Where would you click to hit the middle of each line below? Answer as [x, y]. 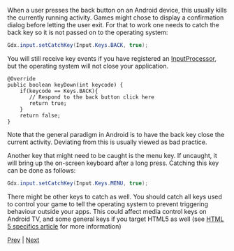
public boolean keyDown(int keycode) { [65, 85]
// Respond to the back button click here [92, 97]
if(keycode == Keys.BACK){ [59, 91]
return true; [48, 103]
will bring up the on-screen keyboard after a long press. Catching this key [113, 163]
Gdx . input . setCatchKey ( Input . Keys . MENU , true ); [78, 183]
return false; [40, 115]
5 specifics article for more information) [64, 226]
